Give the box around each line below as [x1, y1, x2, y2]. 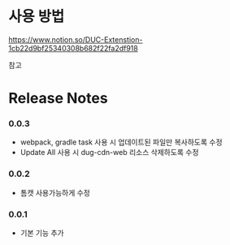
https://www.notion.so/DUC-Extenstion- [8, 34, 143, 45]
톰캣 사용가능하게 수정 [20, 187, 91, 197]
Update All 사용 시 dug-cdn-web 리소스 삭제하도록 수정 [20, 148, 199, 157]
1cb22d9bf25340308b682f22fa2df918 [8, 43, 138, 53]
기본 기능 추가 [20, 228, 64, 238]
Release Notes [8, 89, 108, 108]
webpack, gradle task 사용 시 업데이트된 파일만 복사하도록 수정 [20, 137, 223, 147]
